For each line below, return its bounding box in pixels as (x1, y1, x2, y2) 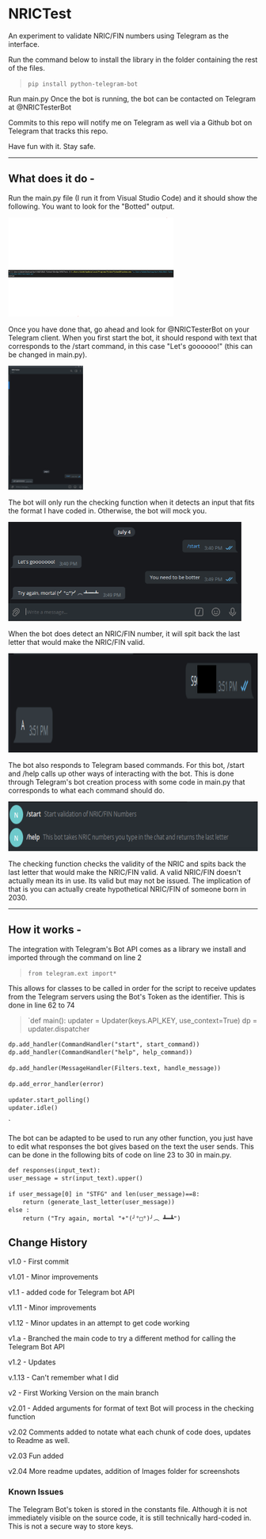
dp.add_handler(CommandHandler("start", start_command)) (8, 1040, 200, 1048)
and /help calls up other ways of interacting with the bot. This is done (8, 769, 234, 778)
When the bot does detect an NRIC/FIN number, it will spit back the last (8, 628, 240, 639)
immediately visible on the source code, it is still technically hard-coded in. (8, 1513, 252, 1522)
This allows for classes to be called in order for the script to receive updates (8, 983, 256, 992)
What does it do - (8, 172, 95, 186)
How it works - (8, 923, 82, 937)
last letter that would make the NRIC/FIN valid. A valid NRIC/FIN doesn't (8, 867, 241, 877)
